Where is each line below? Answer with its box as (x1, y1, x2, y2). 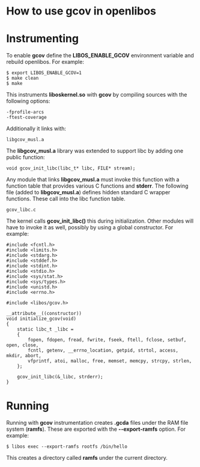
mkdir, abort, (6, 353, 42, 359)
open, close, (6, 342, 39, 348)
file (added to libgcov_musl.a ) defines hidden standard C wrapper (6, 189, 171, 196)
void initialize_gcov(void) (6, 316, 77, 322)
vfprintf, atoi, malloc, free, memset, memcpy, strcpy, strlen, (28, 358, 192, 364)
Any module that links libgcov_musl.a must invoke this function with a (6, 176, 180, 183)
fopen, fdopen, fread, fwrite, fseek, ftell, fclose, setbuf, (28, 337, 187, 343)
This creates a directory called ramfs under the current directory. (6, 454, 168, 462)
